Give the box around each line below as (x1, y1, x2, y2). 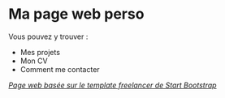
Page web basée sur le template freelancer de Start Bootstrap (8, 80, 217, 90)
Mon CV (19, 56, 48, 66)
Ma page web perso (8, 5, 145, 23)
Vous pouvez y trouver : (8, 32, 89, 41)
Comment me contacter (19, 64, 100, 74)
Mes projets (19, 47, 61, 57)
